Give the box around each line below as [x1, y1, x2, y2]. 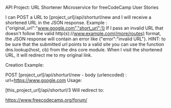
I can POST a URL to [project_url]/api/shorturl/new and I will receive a [5, 14, 152, 20]
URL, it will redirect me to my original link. [5, 52, 93, 58]
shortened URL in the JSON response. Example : [5, 20, 107, 25]
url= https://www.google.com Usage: [5, 77, 82, 83]
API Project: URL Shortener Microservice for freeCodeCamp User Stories [5, 5, 159, 10]
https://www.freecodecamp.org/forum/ [5, 97, 88, 103]
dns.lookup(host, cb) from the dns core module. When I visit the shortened [5, 47, 162, 52]
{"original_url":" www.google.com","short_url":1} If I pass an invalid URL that [5, 25, 163, 31]
